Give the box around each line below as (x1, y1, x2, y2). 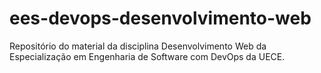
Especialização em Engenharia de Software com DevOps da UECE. (9, 50, 286, 62)
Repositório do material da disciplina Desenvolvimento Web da (9, 40, 267, 52)
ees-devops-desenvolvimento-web (9, 7, 312, 30)
